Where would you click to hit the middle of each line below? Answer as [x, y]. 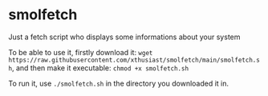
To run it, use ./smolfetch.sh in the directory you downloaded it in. [119, 83]
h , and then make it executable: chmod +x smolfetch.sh [99, 68]
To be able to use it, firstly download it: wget [81, 52]
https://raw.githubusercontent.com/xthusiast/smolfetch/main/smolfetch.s [134, 60]
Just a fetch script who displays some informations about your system [124, 37]
